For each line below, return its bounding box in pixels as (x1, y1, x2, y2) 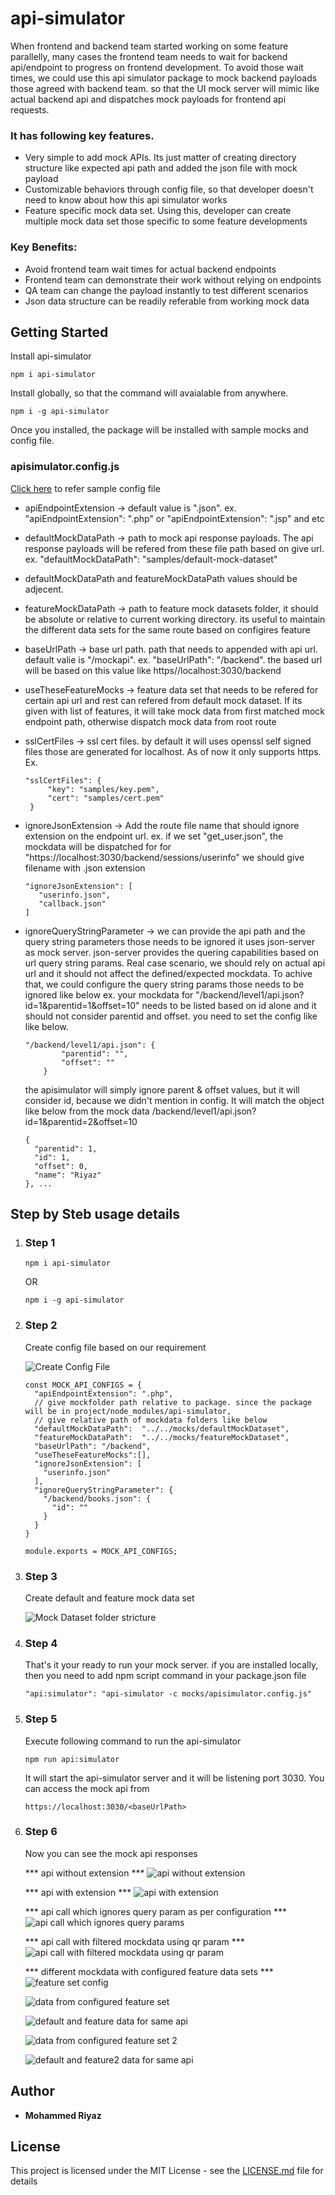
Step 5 (24, 1712, 58, 1726)
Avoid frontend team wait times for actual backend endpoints (24, 263, 277, 275)
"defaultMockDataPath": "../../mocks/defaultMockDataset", (34, 1423, 290, 1434)
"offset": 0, (34, 1161, 89, 1171)
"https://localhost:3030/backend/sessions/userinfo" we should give (24, 851, 305, 863)
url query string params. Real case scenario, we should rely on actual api (24, 957, 326, 969)
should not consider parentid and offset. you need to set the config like (24, 1010, 318, 1022)
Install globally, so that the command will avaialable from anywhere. (10, 387, 289, 399)
